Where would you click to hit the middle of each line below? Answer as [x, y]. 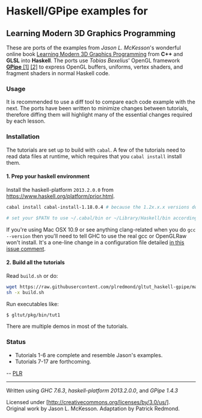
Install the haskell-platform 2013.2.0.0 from [60, 189]
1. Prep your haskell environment [48, 176]
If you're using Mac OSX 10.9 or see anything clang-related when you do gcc [101, 229]
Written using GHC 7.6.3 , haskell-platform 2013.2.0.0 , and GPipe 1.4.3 [92, 390]
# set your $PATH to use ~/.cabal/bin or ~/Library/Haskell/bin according [102, 218]
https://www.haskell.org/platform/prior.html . [61, 196]
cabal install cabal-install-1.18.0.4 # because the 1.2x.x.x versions [98, 207]
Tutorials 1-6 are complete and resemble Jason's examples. [89, 355]
